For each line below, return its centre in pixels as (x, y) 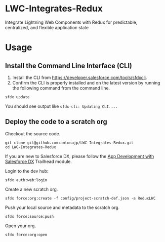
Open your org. (21, 226)
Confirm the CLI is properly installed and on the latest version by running (86, 82)
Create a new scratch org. (32, 189)
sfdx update (17, 97)
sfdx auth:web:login (26, 180)
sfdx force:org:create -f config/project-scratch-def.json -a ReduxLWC (80, 198)
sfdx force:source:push (30, 216)
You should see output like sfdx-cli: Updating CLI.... (61, 106)
